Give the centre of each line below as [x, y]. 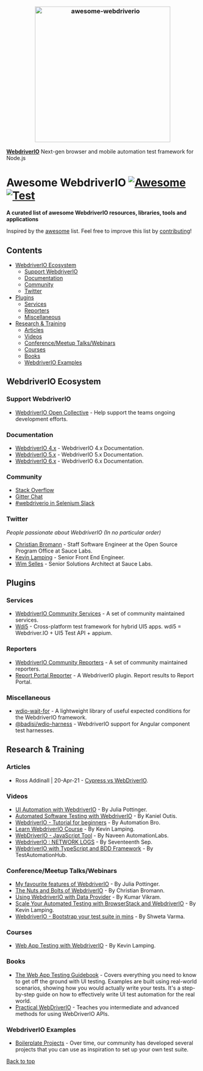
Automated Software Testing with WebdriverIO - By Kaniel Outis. [96, 815]
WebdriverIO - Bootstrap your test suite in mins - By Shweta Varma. [100, 916]
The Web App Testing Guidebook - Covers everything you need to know [106, 974]
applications [22, 219]
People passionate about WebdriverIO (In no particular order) [84, 532]
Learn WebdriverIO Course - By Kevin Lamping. [75, 829]
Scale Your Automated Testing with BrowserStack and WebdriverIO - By [105, 904]
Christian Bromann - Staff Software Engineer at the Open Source [96, 544]
